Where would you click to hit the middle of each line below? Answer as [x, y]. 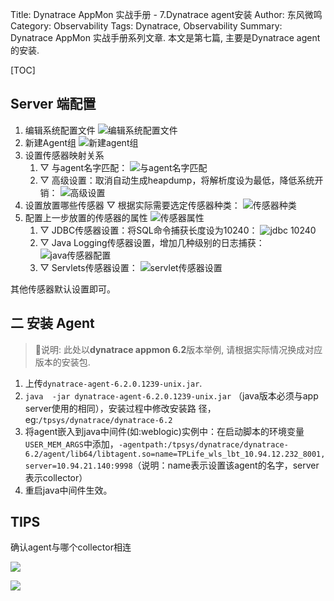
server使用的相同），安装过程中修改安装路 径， [120, 408]
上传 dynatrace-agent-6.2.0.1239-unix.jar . [113, 383]
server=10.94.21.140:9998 [78, 466]
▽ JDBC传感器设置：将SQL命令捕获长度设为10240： [148, 230]
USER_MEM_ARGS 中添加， [71, 444]
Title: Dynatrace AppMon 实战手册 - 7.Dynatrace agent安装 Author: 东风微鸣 [166, 14]
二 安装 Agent [52, 323]
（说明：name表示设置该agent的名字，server [226, 465]
